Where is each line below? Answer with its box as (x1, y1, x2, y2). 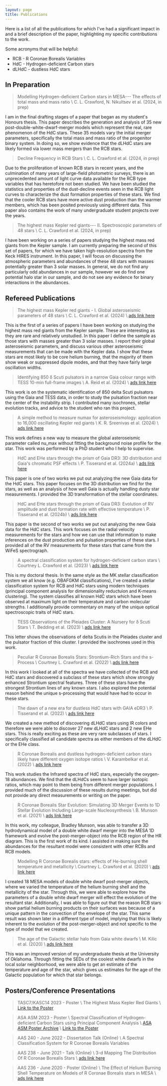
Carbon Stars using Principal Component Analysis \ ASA (36, 1020, 152, 1026)
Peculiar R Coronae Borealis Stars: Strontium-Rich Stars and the (17, 654, 148, 660)
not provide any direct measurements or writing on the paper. (5, 793, 131, 799)
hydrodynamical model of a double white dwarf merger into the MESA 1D (5, 827, 155, 833)
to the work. (5, 36, 30, 42)
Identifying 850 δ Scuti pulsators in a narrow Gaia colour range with (17, 374, 156, 380)
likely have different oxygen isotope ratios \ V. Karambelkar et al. (17, 756, 150, 762)
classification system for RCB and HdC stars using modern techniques (5, 583, 149, 589)
